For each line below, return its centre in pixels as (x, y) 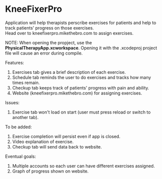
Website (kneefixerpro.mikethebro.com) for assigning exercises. (77, 93)
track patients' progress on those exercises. (50, 28)
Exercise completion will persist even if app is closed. (66, 136)
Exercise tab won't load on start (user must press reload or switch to (81, 112)
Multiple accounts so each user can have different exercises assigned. (83, 166)
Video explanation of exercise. (43, 142)
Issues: (12, 102)
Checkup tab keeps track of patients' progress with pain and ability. (81, 88)
